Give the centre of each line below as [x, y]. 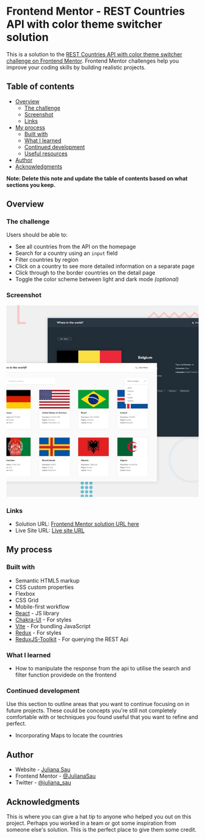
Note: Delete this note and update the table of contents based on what [97, 178]
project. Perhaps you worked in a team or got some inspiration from [92, 823]
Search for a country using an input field [66, 253]
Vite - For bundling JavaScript [53, 626]
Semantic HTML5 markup [47, 580]
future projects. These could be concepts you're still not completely [92, 711]
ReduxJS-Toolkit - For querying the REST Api [72, 639]
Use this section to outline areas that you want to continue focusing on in [98, 704]
